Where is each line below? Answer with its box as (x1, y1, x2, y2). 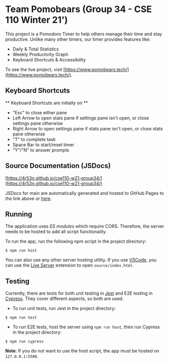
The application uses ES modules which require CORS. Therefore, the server (5, 223, 164, 230)
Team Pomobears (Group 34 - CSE (5, 4, 152, 15)
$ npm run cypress (5, 339, 44, 344)
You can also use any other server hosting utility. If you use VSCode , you (5, 257, 157, 263)
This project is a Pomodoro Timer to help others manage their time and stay (5, 31, 162, 37)
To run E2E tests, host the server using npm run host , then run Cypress (12, 324, 160, 330)
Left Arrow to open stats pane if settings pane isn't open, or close (12, 115, 149, 121)
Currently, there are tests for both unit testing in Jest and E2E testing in (5, 291, 153, 297)
